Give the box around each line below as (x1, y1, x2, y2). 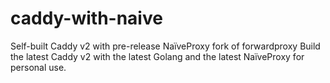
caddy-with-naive (10, 7, 163, 30)
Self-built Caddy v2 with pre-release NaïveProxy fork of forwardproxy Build (10, 40, 321, 52)
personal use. (10, 61, 67, 73)
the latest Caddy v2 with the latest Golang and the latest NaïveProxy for (10, 50, 305, 62)
